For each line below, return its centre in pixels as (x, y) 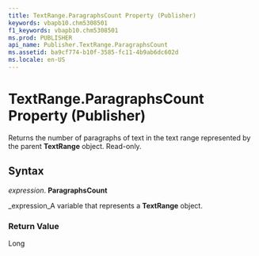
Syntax (26, 171)
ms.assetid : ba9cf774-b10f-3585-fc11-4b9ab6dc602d (93, 52)
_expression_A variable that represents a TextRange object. (106, 205)
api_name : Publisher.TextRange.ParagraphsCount (88, 45)
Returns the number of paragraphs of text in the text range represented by (129, 138)
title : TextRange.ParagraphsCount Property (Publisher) (102, 15)
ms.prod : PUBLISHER (40, 38)
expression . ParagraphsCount (58, 190)
